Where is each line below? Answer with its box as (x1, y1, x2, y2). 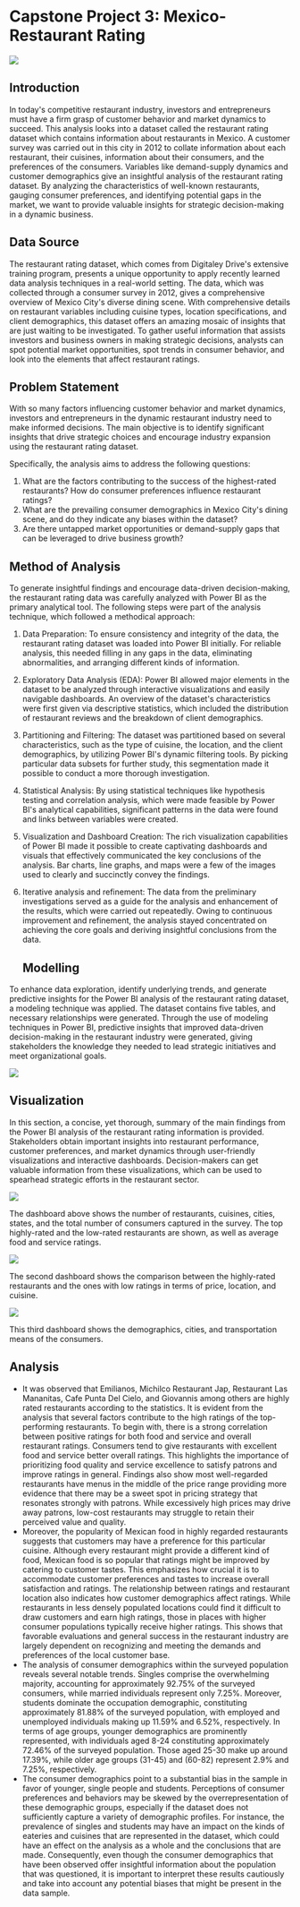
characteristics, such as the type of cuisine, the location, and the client (21, 740, 283, 750)
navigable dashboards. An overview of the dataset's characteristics (21, 694, 271, 705)
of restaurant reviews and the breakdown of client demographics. (21, 713, 263, 723)
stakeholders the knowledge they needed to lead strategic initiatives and (9, 1041, 277, 1051)
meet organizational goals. (9, 1050, 107, 1061)
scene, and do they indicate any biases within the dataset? (21, 514, 238, 525)
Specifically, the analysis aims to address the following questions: (9, 458, 251, 469)
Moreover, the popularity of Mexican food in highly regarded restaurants (21, 1526, 288, 1536)
